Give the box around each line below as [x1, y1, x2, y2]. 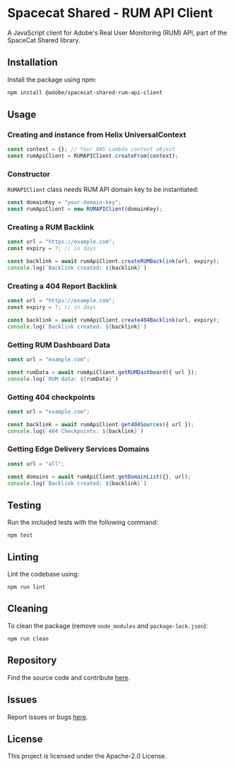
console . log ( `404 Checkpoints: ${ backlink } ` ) [7, 427, 144, 435]
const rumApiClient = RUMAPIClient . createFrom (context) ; [7, 152, 179, 160]
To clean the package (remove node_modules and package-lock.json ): [7, 621, 209, 630]
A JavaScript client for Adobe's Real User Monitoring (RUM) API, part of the [7, 28, 228, 37]
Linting [7, 551, 39, 563]
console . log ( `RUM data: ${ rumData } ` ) [7, 375, 119, 382]
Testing [7, 499, 42, 511]
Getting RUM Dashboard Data [7, 340, 111, 350]
